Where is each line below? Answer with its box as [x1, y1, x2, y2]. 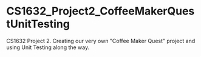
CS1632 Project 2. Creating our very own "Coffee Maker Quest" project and [6, 37, 196, 44]
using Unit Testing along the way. [6, 44, 90, 51]
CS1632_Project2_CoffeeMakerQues [6, 4, 195, 18]
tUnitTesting [6, 17, 70, 31]
